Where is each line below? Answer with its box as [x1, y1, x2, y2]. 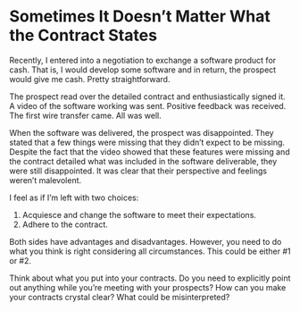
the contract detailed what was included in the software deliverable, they [9, 155, 278, 166]
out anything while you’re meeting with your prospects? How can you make [9, 282, 287, 292]
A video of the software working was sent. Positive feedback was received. [9, 100, 287, 111]
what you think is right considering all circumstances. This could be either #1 [9, 246, 291, 256]
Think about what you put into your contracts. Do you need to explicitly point [9, 273, 291, 283]
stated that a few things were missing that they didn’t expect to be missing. [9, 137, 286, 147]
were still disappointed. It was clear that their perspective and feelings [9, 165, 268, 176]
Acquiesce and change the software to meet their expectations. [21, 209, 257, 220]
